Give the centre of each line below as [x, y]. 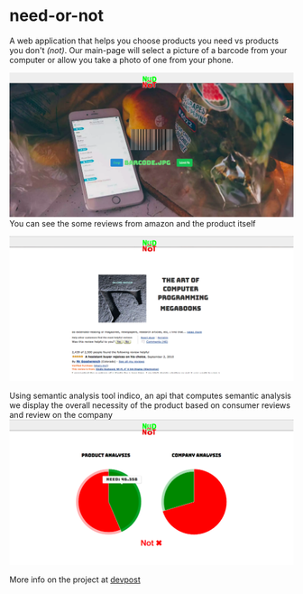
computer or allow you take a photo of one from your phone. [122, 60]
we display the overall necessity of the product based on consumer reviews [150, 405]
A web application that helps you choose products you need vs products [144, 41]
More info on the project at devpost [75, 580]
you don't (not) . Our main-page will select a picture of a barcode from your [148, 50]
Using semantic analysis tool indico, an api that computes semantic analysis [150, 396]
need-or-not [57, 16]
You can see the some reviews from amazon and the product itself [133, 224]
